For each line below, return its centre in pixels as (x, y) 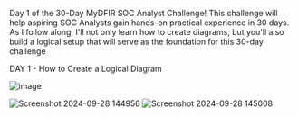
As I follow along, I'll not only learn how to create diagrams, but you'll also (147, 32)
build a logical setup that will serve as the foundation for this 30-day (137, 41)
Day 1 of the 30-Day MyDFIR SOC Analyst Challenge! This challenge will (144, 13)
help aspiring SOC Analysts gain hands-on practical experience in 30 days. (149, 22)
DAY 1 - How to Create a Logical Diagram (86, 68)
